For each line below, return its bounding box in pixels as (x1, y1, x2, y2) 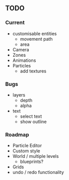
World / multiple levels (12, 153, 59, 159)
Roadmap (5, 131, 29, 138)
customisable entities (12, 30, 57, 37)
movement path (20, 36, 53, 42)
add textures (20, 68, 47, 74)
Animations (12, 57, 36, 63)
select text (20, 113, 42, 119)
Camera (12, 46, 29, 52)
